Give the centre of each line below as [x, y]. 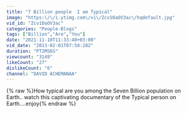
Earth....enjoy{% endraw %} [41, 104]
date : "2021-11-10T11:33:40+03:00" [51, 40]
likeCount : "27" [27, 62]
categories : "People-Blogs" [42, 29]
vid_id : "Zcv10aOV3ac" [35, 23]
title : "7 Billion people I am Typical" [59, 12]
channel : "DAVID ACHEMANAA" [42, 74]
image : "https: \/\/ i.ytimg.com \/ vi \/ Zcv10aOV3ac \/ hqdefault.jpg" [90, 18]
